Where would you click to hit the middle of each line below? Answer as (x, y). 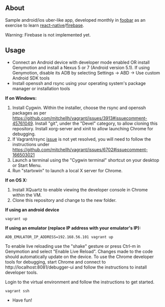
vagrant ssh (17, 291)
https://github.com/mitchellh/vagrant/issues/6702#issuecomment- (80, 150)
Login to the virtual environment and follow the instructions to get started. (80, 282)
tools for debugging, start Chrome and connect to (55, 262)
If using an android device (32, 210)
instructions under (31, 144)
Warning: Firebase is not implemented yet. (48, 35)
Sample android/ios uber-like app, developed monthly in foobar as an (75, 20)
